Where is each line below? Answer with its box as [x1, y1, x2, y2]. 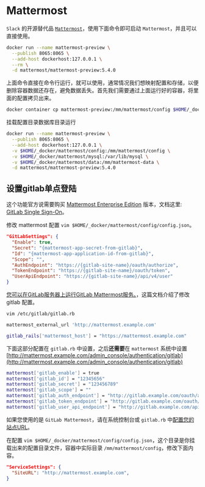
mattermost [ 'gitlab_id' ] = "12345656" [6, 376, 105, 382]
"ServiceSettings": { [6, 464, 62, 470]
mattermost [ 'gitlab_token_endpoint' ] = [6, 398, 108, 404]
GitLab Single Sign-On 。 [6, 209, 68, 216]
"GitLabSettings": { [6, 234, 59, 240]
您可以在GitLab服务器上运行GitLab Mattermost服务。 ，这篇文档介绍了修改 [6, 291, 190, 298]
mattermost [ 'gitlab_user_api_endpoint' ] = [6, 404, 116, 410]
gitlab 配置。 [6, 299, 38, 306]
